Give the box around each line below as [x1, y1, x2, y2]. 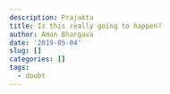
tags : [9, 64, 30, 73]
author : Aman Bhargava [9, 30, 94, 38]
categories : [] [9, 55, 66, 64]
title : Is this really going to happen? [9, 21, 163, 30]
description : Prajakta [9, 13, 94, 22]
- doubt [17, 72, 47, 81]
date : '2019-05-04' [9, 38, 82, 47]
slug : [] [9, 47, 42, 56]
